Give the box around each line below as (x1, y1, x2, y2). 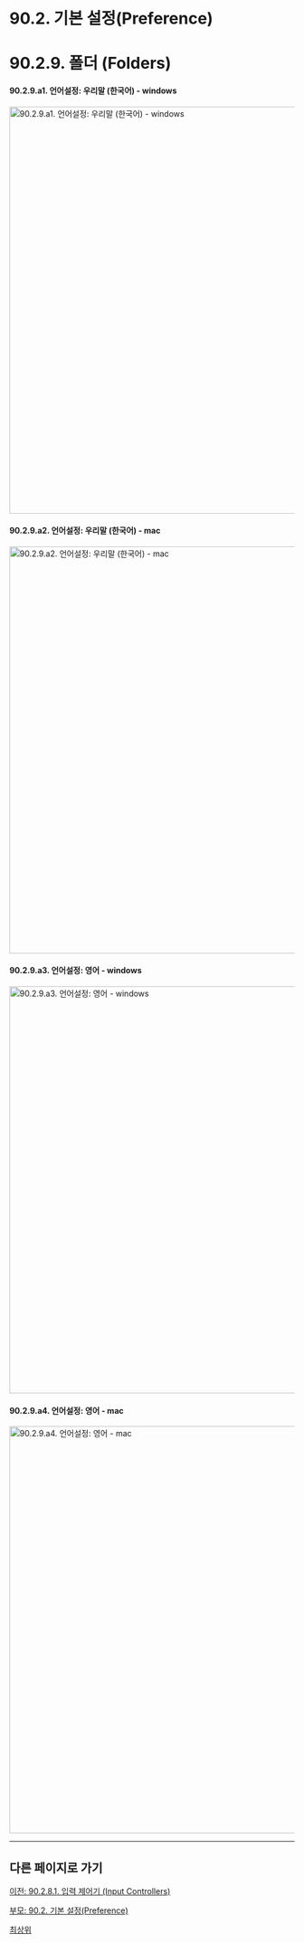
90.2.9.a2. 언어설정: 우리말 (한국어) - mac (9, 526, 161, 536)
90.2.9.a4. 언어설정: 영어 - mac (9, 1405, 124, 1416)
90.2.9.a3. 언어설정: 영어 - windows (9, 965, 142, 976)
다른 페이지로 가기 (9, 1860, 103, 1875)
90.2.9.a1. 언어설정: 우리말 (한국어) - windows (9, 85, 177, 96)
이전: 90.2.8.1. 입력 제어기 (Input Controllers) (9, 1886, 171, 1896)
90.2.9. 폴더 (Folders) (9, 53, 172, 73)
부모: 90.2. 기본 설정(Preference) (9, 1905, 128, 1916)
